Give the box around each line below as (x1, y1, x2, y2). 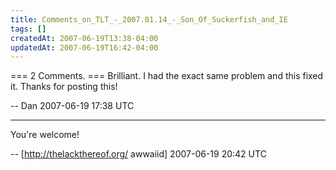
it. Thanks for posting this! (10, 81, 118, 93)
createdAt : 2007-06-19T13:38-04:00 (10, 33, 159, 43)
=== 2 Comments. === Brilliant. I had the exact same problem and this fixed (10, 70, 324, 82)
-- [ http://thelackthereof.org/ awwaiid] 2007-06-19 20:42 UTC (10, 148, 267, 160)
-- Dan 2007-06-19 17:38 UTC (10, 100, 135, 112)
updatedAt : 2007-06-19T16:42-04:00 (10, 42, 159, 53)
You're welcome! (10, 129, 80, 141)
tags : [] (10, 24, 47, 34)
